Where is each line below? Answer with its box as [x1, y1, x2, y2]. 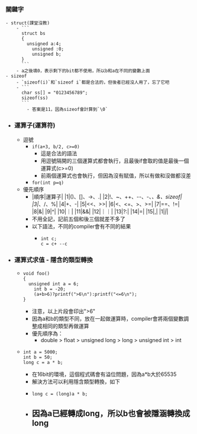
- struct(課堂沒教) [5, 20, 50, 26]
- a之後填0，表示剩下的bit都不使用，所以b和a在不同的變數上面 [16, 68, 150, 74]
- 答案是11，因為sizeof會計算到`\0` [27, 107, 108, 113]
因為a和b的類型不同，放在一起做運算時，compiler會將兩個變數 [31, 315, 184, 322]
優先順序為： [31, 330, 63, 337]
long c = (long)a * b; [31, 391, 88, 397]
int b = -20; [34, 286, 66, 292]
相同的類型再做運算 [42, 322, 89, 330]
